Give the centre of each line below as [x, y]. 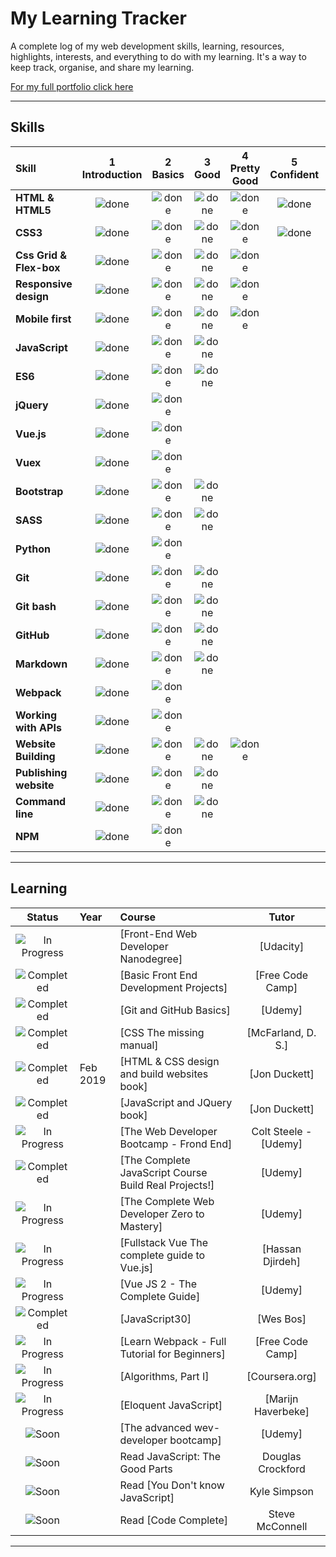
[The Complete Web [167, 1201]
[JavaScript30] [155, 1319]
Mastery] [141, 1226]
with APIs [38, 727]
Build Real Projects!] [167, 1185]
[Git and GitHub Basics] [175, 1010]
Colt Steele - [282, 1131]
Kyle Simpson [282, 1491]
